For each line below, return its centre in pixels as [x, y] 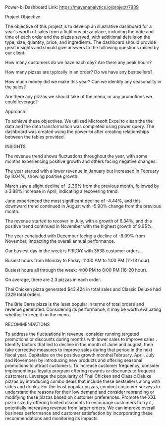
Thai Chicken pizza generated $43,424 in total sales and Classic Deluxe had [83, 289]
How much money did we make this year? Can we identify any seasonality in [83, 82]
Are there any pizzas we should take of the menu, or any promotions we [79, 97]
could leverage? [22, 102]
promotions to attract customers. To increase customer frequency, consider [83, 365]
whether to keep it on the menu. [38, 315]
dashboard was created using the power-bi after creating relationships [77, 132]
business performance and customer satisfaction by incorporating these [79, 413]
